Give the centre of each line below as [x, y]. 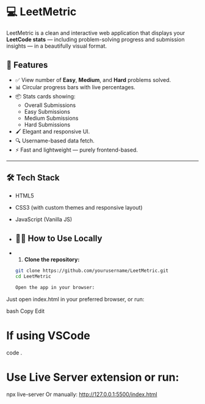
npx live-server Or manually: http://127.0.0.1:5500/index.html [82, 394]
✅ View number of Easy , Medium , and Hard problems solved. [93, 79]
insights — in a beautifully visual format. [57, 46]
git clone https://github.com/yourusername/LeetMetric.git [92, 271]
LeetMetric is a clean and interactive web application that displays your [96, 33]
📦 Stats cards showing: [45, 96]
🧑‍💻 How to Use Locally [59, 238]
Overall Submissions [50, 105]
